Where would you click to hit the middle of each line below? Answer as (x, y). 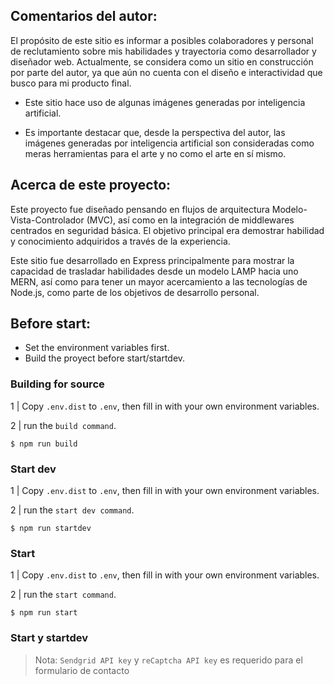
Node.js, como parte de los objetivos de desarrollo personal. (135, 292)
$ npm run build (44, 444)
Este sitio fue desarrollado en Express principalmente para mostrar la (152, 260)
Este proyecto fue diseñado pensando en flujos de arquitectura (140, 209)
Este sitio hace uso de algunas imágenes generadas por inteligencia (165, 102)
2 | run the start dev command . (72, 510)
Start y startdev (49, 638)
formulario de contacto (82, 670)
